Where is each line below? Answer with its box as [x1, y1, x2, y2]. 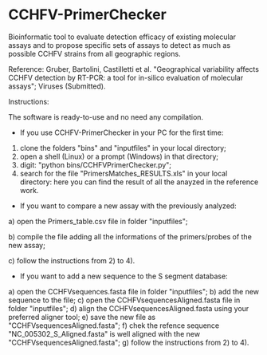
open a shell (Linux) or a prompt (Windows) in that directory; [19, 152, 219, 161]
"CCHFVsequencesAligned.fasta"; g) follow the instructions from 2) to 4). [8, 337, 249, 347]
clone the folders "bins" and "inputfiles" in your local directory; [19, 143, 227, 152]
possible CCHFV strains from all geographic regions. [8, 49, 181, 58]
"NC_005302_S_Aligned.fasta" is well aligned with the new [8, 329, 201, 338]
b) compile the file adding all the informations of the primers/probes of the [8, 231, 253, 241]
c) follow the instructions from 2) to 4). [8, 255, 135, 265]
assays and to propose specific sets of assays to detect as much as [8, 40, 231, 49]
